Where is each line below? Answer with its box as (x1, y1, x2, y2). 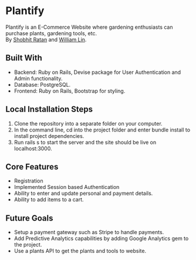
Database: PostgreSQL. (13, 81, 71, 88)
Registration (13, 177, 43, 184)
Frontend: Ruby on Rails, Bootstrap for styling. (13, 87, 126, 94)
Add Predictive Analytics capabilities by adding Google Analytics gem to (13, 235, 189, 242)
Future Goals (5, 213, 53, 223)
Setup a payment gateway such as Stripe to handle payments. (13, 229, 164, 236)
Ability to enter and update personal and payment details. (13, 190, 153, 197)
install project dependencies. (13, 132, 85, 139)
